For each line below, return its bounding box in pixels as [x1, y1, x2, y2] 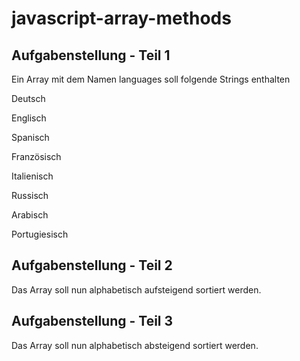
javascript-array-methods [11, 7, 232, 30]
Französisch [11, 151, 62, 162]
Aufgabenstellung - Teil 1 [11, 47, 171, 64]
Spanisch [11, 132, 50, 143]
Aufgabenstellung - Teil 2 [11, 257, 173, 274]
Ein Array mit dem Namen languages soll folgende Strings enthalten [11, 73, 291, 85]
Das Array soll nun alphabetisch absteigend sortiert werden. [11, 339, 259, 351]
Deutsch [11, 93, 46, 104]
